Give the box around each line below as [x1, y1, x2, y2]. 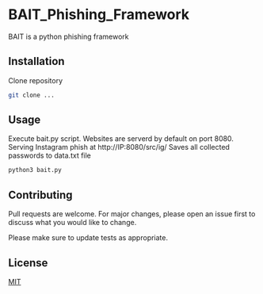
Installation [8, 55, 65, 68]
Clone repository [8, 75, 63, 85]
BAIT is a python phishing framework [8, 32, 129, 41]
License [8, 256, 48, 269]
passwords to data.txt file [8, 151, 91, 160]
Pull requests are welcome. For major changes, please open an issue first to [8, 209, 256, 219]
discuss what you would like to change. [8, 218, 137, 227]
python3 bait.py [8, 166, 62, 174]
